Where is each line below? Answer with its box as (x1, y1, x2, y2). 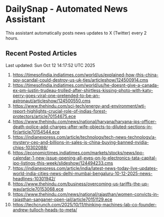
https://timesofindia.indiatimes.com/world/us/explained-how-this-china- (12, 72, 159, 78)
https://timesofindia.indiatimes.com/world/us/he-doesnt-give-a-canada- (12, 82, 159, 88)
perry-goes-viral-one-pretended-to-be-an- (12, 92, 101, 98)
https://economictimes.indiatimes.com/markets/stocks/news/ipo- (12, 150, 144, 155)
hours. (5, 35, 19, 41)
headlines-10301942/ (12, 175, 56, 181)
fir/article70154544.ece (12, 129, 60, 135)
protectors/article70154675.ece (12, 113, 76, 119)
